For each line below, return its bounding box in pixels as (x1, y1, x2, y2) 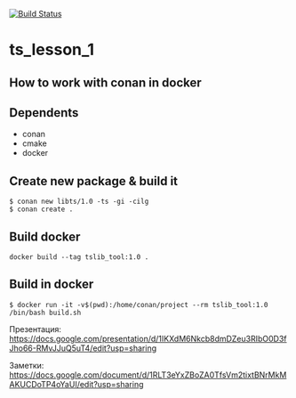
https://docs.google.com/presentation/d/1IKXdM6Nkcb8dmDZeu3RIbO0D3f (9, 333, 287, 344)
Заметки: (9, 360, 44, 370)
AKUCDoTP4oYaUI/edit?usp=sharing (9, 378, 144, 389)
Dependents (9, 105, 79, 120)
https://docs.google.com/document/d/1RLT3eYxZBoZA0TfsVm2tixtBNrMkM (9, 370, 287, 380)
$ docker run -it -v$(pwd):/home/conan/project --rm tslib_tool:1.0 (9, 300, 268, 309)
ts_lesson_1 (9, 40, 95, 60)
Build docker (9, 229, 81, 244)
